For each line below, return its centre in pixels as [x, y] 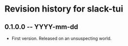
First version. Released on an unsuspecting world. [62, 38]
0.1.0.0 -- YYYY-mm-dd [41, 27]
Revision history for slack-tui [64, 9]
